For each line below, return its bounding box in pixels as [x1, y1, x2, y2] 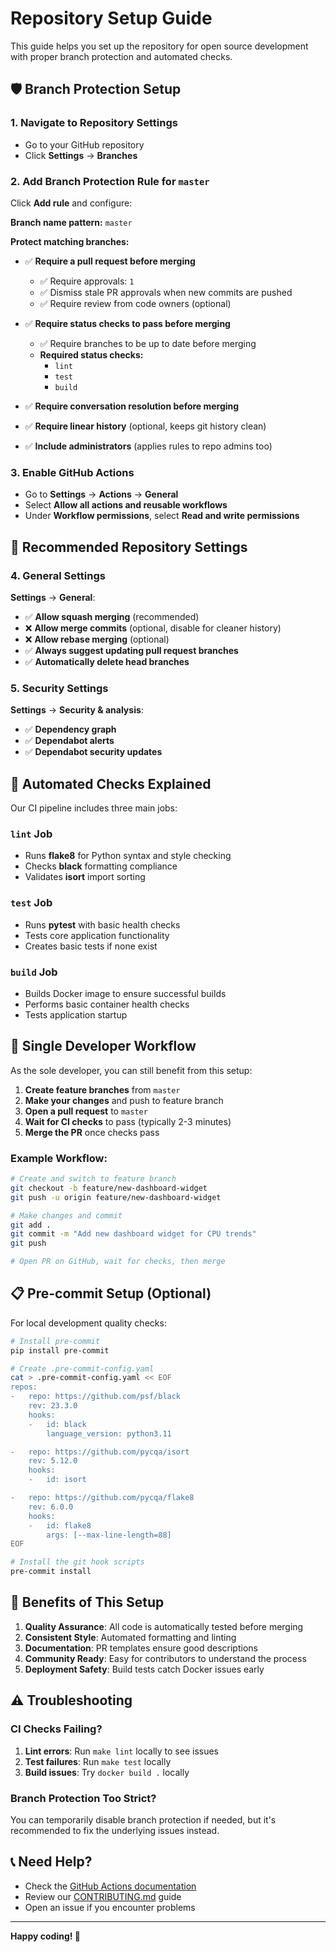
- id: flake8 [28, 1520, 92, 1531]
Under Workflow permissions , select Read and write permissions [24, 510, 300, 522]
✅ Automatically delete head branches [24, 655, 190, 667]
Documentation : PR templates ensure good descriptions [24, 1642, 258, 1654]
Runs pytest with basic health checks [24, 918, 181, 931]
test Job [10, 896, 53, 910]
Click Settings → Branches [24, 149, 138, 161]
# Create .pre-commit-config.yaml [10, 1363, 155, 1374]
